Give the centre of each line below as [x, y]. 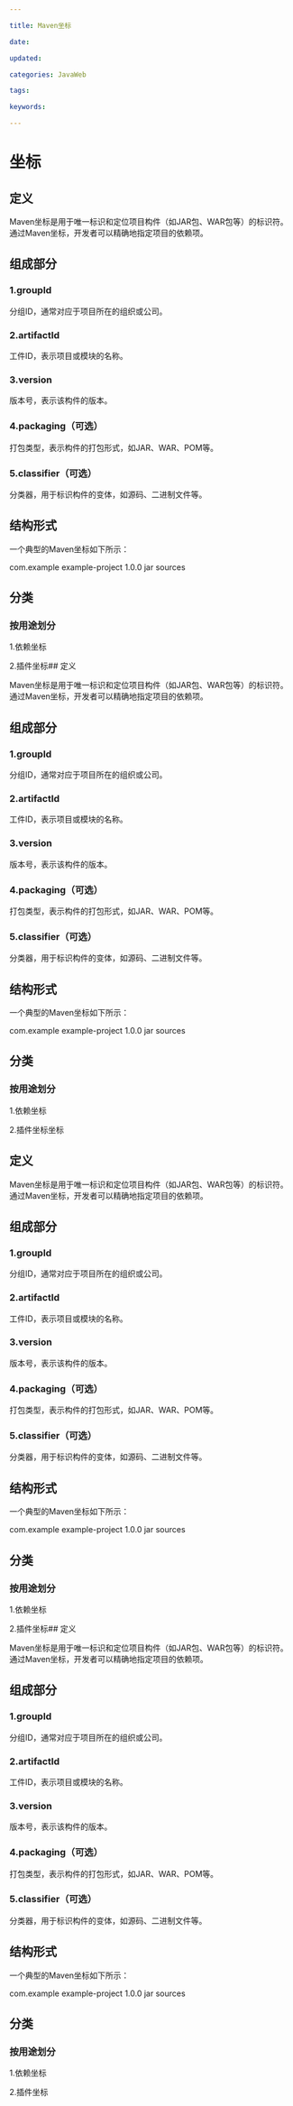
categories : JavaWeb [48, 74]
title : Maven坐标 [41, 25]
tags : [19, 91]
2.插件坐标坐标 [37, 1129]
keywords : [28, 107]
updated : [26, 58]
